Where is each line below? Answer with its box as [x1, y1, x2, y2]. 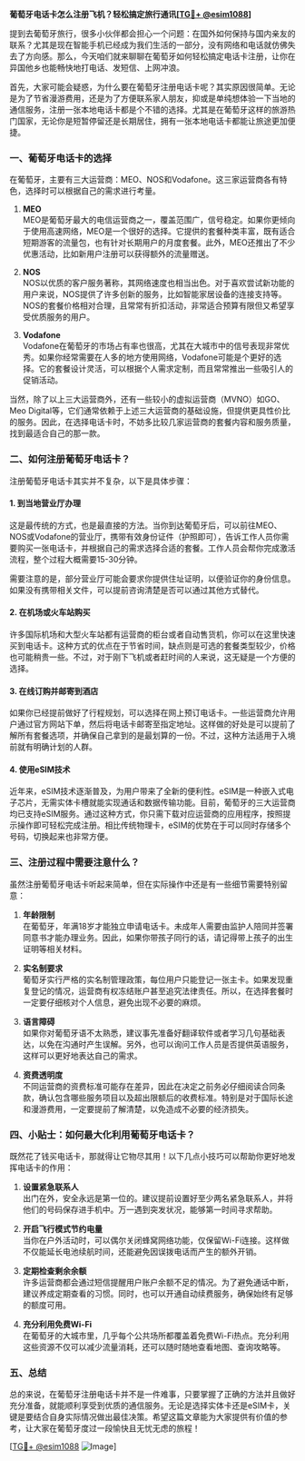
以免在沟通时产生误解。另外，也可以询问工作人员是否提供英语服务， [38, 1039, 293, 1049]
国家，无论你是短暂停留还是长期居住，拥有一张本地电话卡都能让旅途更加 [16, 115, 288, 126]
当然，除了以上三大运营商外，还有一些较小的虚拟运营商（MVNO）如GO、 [9, 394, 285, 405]
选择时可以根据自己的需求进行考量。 [25, 185, 161, 196]
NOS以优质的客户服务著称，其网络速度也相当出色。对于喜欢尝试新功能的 [22, 277, 295, 289]
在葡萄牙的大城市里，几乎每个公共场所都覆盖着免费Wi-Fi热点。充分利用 [22, 1330, 290, 1341]
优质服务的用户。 [30, 312, 95, 323]
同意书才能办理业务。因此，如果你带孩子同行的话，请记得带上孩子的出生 [22, 931, 293, 943]
